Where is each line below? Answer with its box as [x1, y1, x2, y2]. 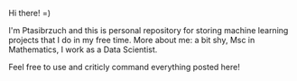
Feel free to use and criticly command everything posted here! [8, 62, 241, 72]
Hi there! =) [8, 8, 51, 18]
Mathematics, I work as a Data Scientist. [8, 44, 158, 55]
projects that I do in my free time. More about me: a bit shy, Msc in [8, 35, 255, 45]
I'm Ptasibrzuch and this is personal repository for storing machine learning [8, 25, 289, 35]
